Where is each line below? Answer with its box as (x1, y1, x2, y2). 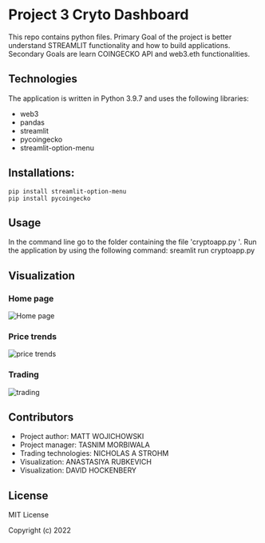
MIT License (8, 510, 49, 520)
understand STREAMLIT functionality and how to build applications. (8, 40, 231, 50)
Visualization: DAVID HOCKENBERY (19, 465, 137, 475)
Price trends (8, 330, 57, 341)
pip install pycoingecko (8, 194, 91, 202)
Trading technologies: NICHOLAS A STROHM (19, 449, 169, 458)
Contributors (8, 410, 74, 425)
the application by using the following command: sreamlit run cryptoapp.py (8, 246, 255, 255)
